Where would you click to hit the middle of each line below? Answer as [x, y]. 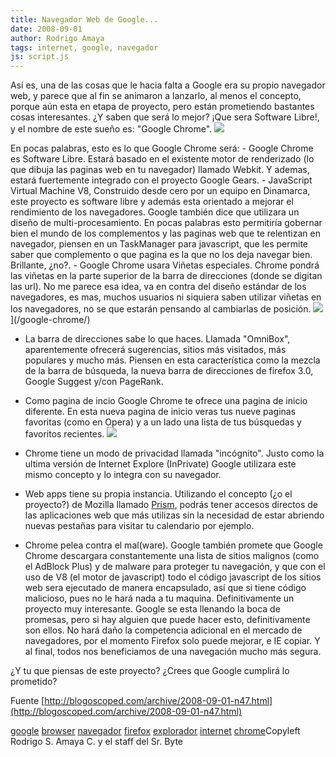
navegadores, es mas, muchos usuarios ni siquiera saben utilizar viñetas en [166, 297]
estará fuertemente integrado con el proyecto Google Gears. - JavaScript [161, 180]
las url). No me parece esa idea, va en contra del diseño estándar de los [158, 287]
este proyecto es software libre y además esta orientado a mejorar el [152, 202]
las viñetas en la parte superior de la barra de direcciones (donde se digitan [166, 276]
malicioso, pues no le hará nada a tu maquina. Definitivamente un [159, 598]
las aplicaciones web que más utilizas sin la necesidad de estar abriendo [174, 515]
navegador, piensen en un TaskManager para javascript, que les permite [159, 244]
